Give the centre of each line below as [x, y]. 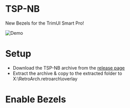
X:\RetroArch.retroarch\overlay [45, 79]
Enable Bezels [36, 100]
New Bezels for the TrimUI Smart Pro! [45, 23]
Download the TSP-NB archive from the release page [69, 68]
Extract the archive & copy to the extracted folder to [67, 73]
